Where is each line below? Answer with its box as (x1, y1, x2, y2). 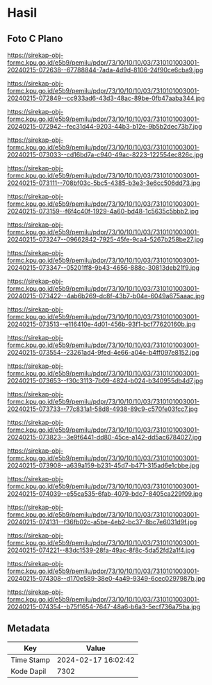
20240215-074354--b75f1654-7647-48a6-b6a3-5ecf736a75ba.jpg (7, 603, 201, 611)
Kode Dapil (10, 666, 47, 676)
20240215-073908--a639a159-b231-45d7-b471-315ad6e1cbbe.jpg (7, 461, 199, 469)
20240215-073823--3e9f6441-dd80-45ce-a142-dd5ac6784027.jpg (7, 433, 202, 441)
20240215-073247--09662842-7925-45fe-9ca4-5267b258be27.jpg (7, 235, 204, 243)
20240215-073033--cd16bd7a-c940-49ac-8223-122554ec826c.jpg (7, 151, 204, 159)
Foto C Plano (7, 33, 63, 45)
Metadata (7, 622, 50, 634)
